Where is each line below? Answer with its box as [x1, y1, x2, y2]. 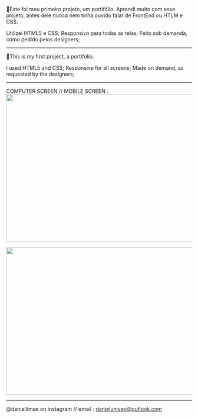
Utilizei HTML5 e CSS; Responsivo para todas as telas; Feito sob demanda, [6, 30, 187, 37]
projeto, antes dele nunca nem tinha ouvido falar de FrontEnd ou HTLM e [6, 12, 183, 19]
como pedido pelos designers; [6, 36, 80, 43]
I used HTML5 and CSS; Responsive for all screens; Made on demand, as [6, 64, 184, 71]
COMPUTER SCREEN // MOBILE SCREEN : [6, 88, 109, 95]
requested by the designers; [6, 71, 75, 77]
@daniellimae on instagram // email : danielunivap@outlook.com [6, 406, 162, 412]
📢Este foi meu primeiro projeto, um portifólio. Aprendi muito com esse [6, 6, 176, 12]
